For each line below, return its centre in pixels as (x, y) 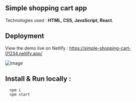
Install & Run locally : (38, 79)
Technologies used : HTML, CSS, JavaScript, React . (59, 20)
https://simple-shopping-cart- (100, 48)
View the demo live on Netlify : (37, 48)
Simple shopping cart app (46, 8)
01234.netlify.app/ (24, 53)
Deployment (25, 36)
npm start (20, 94)
